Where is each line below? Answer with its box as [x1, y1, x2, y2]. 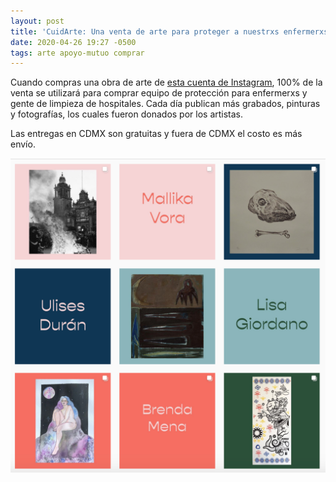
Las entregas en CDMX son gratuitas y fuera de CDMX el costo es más [10, 128, 303, 140]
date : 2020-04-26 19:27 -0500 [10, 37, 137, 47]
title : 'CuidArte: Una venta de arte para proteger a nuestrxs [10, 26, 280, 37]
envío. [10, 138, 36, 150]
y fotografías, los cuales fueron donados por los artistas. [10, 108, 244, 120]
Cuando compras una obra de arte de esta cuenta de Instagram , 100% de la [10, 76, 323, 89]
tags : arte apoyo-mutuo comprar [10, 48, 145, 58]
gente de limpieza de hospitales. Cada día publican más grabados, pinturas [10, 98, 321, 110]
